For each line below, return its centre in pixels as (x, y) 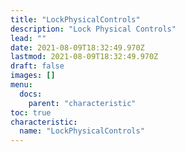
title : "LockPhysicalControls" (75, 19)
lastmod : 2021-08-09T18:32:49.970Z (84, 57)
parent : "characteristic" (82, 103)
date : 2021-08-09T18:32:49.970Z (77, 47)
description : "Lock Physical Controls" (93, 29)
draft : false (37, 66)
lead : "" (28, 38)
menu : (21, 85)
